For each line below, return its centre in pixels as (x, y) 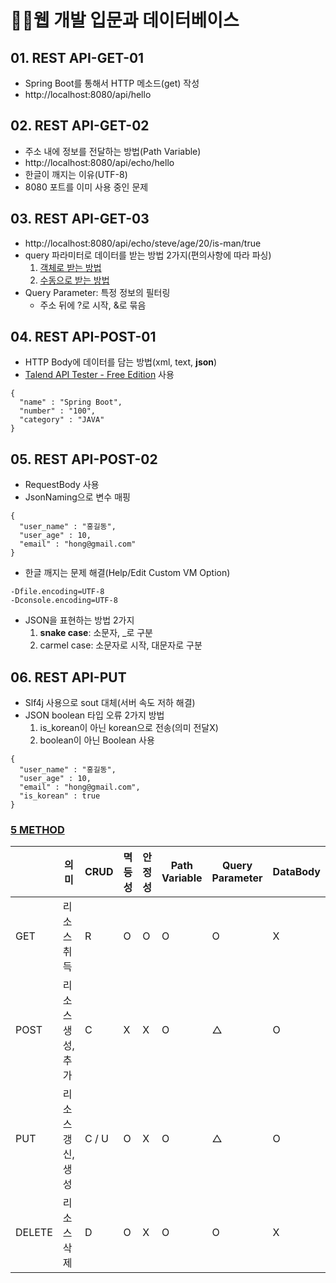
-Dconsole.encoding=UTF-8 (64, 601)
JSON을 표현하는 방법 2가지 (79, 620)
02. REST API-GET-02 (80, 126)
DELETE (34, 1233)
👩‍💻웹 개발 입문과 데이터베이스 (125, 20)
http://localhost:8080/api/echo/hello (99, 162)
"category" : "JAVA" (62, 420)
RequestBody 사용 (62, 485)
